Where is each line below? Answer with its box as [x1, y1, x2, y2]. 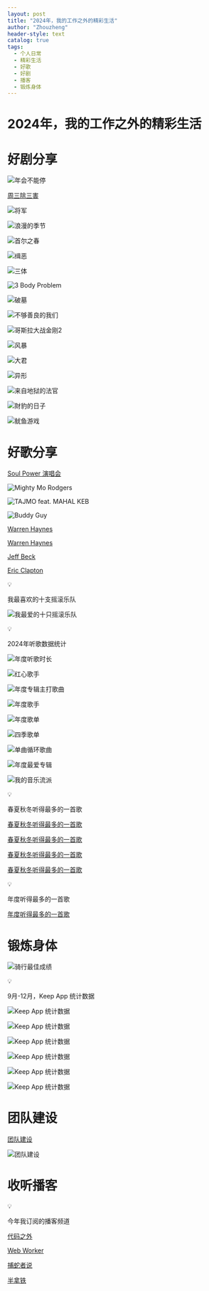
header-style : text [7, 30, 65, 38]
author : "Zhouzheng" [7, 23, 69, 31]
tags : [7, 43, 23, 51]
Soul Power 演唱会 [7, 469, 62, 478]
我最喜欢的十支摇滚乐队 [7, 595, 76, 604]
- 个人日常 [14, 51, 42, 58]
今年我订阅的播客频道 [7, 1217, 70, 1226]
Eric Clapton [7, 567, 44, 575]
